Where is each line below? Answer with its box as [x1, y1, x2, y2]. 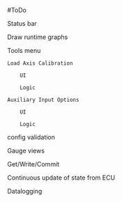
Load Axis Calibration [7, 60, 73, 67]
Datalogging [7, 187, 43, 195]
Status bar [7, 20, 37, 27]
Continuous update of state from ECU [7, 173, 116, 182]
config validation [7, 133, 56, 141]
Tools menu [7, 47, 41, 54]
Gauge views [7, 146, 45, 155]
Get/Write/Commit [7, 160, 60, 168]
